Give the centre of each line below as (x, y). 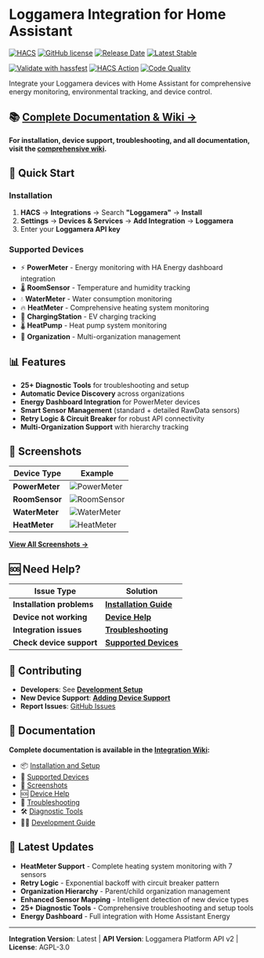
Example (97, 474)
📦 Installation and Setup (60, 765)
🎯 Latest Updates (52, 847)
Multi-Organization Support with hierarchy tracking (104, 426)
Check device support (55, 643)
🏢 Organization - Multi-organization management (100, 336)
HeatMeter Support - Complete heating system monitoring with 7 (126, 866)
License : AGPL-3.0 (39, 947)
